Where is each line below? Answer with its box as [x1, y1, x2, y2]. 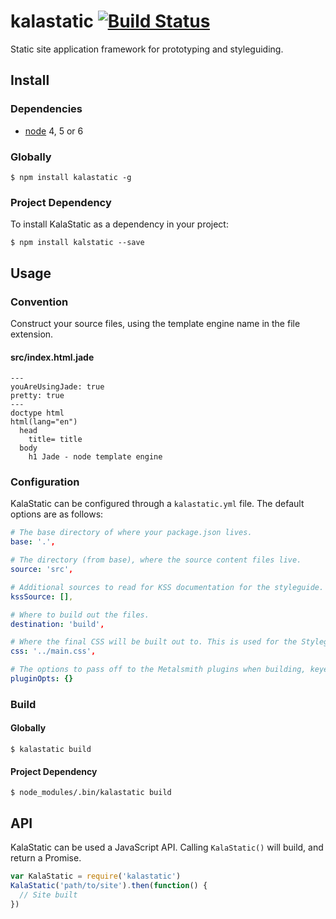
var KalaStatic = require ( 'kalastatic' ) [10, 871, 182, 882]
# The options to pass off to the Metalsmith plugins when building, [10, 665, 307, 675]
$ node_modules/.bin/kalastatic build [10, 788, 172, 798]
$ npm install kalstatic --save [10, 238, 145, 248]
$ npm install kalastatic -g [10, 172, 132, 182]
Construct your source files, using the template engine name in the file [10, 317, 301, 329]
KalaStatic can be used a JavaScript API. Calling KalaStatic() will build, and [10, 841, 324, 854]
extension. [10, 328, 54, 340]
